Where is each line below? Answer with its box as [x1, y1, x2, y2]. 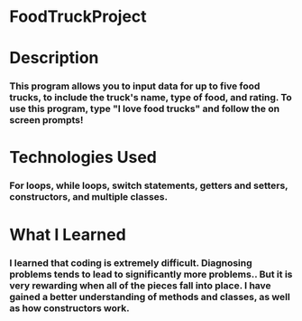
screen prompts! [9, 114, 84, 127]
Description [9, 48, 99, 69]
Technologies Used [9, 147, 158, 168]
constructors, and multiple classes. [9, 191, 169, 203]
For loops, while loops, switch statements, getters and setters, [9, 179, 288, 192]
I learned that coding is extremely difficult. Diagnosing [9, 256, 252, 269]
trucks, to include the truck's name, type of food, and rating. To [9, 91, 293, 104]
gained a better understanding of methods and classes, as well [9, 290, 290, 303]
